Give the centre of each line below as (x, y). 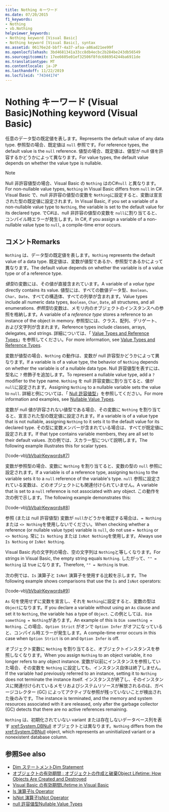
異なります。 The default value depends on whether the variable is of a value (84, 267)
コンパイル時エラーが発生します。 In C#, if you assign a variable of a (75, 219)
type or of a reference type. (34, 273)
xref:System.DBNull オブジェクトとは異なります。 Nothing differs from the (87, 726)
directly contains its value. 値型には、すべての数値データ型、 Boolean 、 (78, 290)
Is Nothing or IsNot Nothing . (35, 541)
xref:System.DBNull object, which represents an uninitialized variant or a (80, 731)
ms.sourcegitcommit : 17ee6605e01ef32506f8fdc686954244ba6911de (73, 57)
